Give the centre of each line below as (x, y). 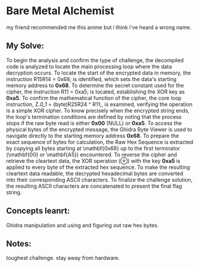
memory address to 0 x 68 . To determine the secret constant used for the (95, 85)
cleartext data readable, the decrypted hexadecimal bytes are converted (95, 173)
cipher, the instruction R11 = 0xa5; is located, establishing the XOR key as (96, 91)
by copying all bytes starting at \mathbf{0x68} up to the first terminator (93, 148)
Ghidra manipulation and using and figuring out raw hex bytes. (83, 225)
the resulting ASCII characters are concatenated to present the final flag (94, 186)
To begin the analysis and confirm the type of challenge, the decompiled (95, 60)
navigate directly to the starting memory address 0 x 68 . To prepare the (93, 136)
